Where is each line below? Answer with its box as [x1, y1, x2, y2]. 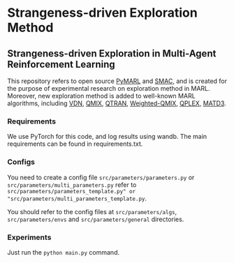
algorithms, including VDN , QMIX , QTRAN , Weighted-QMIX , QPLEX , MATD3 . [7, 99, 227, 107]
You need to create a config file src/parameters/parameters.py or [7, 173, 195, 181]
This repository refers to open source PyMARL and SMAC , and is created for [7, 77, 227, 85]
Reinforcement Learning [7, 58, 115, 70]
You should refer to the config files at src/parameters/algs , [7, 207, 177, 216]
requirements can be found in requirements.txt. [7, 140, 143, 148]
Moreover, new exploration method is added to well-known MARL [7, 92, 196, 100]
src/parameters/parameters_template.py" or [7, 188, 136, 195]
